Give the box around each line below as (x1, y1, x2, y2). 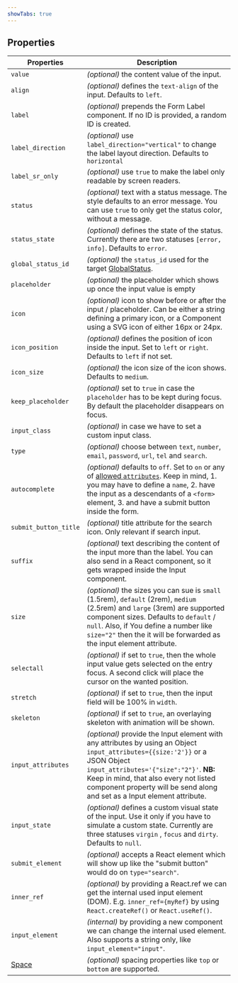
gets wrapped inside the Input (86, 565, 186, 575)
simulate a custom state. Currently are (86, 821, 214, 831)
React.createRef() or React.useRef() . (86, 906, 212, 916)
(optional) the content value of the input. (86, 70, 222, 79)
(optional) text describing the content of (86, 538, 220, 548)
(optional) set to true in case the (86, 384, 195, 394)
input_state (11, 821, 52, 830)
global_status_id (11, 260, 69, 268)
